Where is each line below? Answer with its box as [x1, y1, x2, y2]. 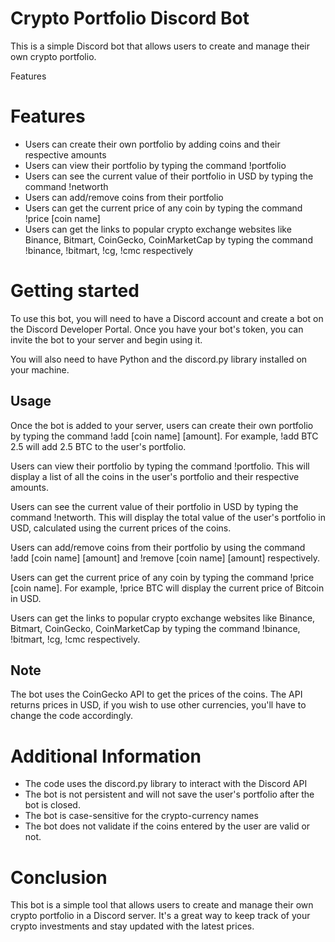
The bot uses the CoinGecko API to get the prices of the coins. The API [10, 688, 303, 701]
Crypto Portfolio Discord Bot [10, 7, 250, 30]
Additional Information [10, 745, 202, 767]
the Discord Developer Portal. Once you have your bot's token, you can [10, 323, 304, 335]
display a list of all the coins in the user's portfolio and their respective [10, 470, 300, 482]
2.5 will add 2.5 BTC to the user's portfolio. [10, 440, 187, 452]
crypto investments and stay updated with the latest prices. [10, 920, 255, 932]
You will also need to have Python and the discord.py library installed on [10, 353, 308, 365]
